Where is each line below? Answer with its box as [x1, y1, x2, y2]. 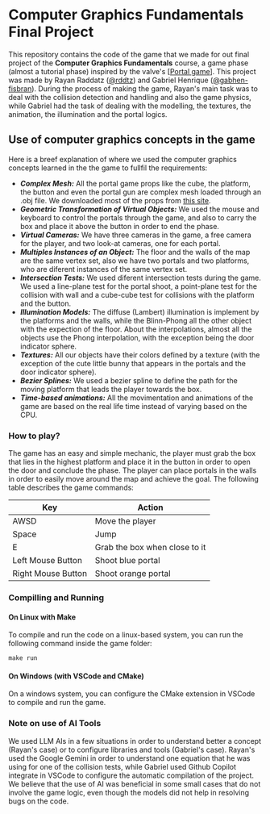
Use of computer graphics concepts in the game [8, 133, 255, 147]
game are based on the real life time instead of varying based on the [19, 401, 247, 411]
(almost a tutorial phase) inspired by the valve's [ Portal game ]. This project [8, 66, 256, 76]
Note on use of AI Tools [8, 718, 102, 729]
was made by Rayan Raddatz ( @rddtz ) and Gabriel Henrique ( [8, 75, 214, 85]
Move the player [94, 516, 156, 527]
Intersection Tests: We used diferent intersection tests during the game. [19, 273, 262, 282]
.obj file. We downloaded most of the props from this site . [19, 195, 211, 205]
